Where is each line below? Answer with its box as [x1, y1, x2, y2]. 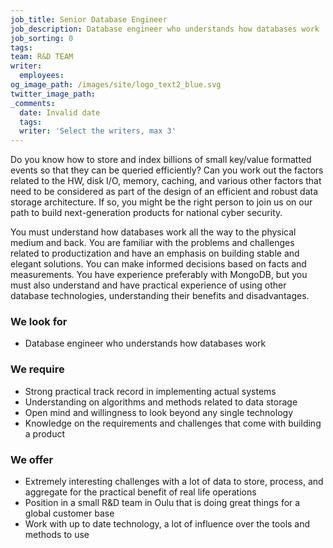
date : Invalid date [19, 107, 101, 118]
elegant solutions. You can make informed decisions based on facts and [10, 258, 307, 270]
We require [10, 362, 65, 376]
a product [24, 427, 66, 440]
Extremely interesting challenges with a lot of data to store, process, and [24, 476, 324, 488]
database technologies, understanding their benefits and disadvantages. [10, 290, 310, 302]
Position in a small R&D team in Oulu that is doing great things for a [24, 497, 301, 509]
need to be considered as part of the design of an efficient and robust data [10, 186, 319, 198]
